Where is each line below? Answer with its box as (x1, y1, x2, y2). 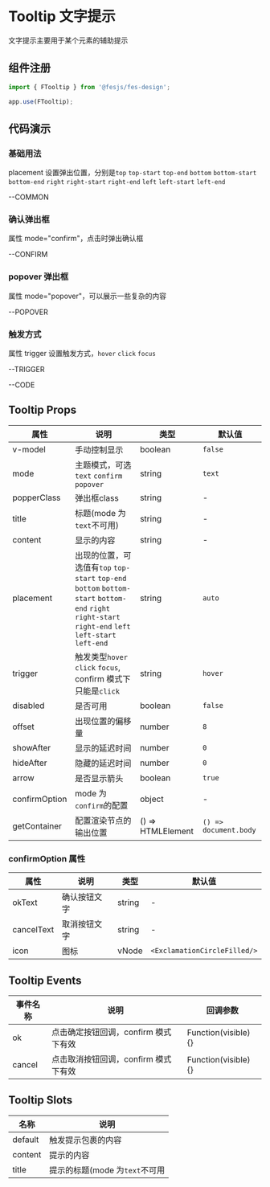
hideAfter (12, 757, 47, 768)
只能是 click (75, 685, 121, 696)
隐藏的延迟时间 (75, 757, 132, 768)
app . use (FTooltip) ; (8, 97, 74, 105)
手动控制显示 (75, 444, 124, 455)
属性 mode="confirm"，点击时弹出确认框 (8, 234, 144, 244)
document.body (202, 825, 257, 834)
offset (12, 721, 35, 732)
